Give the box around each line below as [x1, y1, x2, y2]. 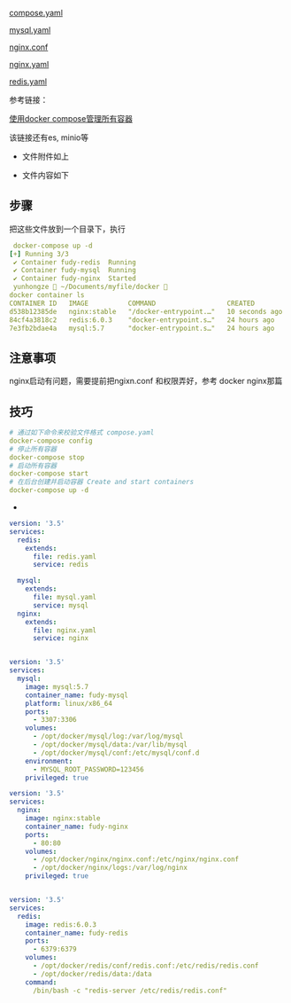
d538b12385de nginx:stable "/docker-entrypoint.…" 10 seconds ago [9, 307, 283, 316]
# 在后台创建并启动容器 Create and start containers [9, 478, 195, 487]
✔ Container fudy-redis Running [12, 257, 137, 267]
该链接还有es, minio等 [9, 132, 89, 143]
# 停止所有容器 [9, 444, 57, 453]
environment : [25, 756, 73, 765]
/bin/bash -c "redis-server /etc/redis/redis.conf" [32, 986, 227, 995]
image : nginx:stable [25, 814, 101, 823]
